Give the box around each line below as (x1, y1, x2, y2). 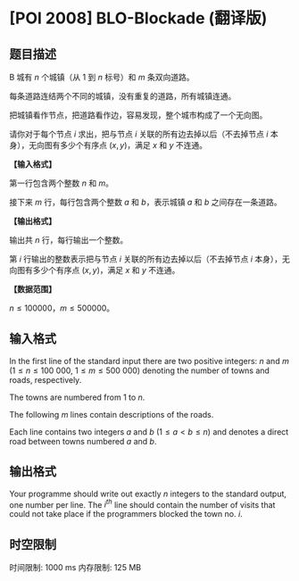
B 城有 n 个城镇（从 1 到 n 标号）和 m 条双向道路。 (9, 72, 195, 82)
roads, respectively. (9, 374, 82, 385)
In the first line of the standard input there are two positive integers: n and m (9, 355, 290, 366)
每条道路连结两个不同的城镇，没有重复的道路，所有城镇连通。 (9, 91, 237, 101)
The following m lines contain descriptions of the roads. (9, 409, 214, 419)
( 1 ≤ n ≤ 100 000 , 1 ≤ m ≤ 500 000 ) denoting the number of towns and (9, 365, 270, 376)
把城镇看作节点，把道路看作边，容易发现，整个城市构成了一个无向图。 (9, 110, 268, 120)
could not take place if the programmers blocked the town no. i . (9, 509, 243, 519)
